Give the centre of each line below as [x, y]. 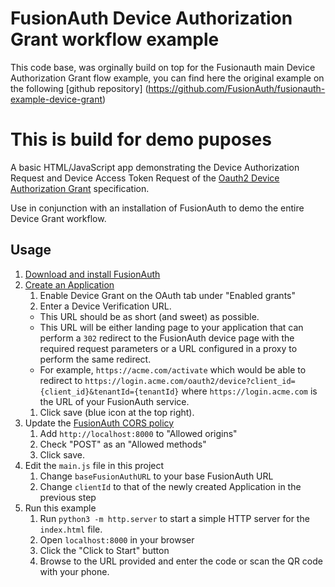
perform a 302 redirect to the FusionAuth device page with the [167, 338]
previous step [68, 497]
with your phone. [74, 571]
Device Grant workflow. [58, 218]
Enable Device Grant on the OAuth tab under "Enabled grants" [167, 295]
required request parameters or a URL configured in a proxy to [168, 348]
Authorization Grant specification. [80, 188]
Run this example [60, 508]
